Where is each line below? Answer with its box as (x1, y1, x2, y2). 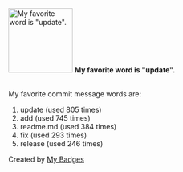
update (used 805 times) (19, 104, 102, 114)
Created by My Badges (8, 154, 84, 164)
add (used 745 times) (19, 113, 91, 123)
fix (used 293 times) (19, 130, 87, 140)
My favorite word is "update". (74, 65, 176, 75)
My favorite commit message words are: (8, 89, 142, 99)
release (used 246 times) (19, 139, 104, 148)
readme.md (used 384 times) (19, 122, 117, 131)
